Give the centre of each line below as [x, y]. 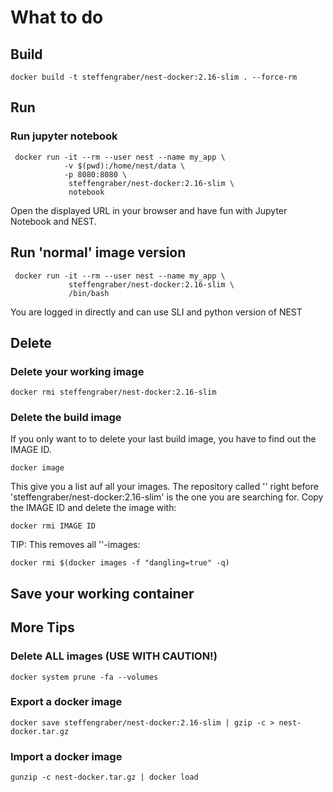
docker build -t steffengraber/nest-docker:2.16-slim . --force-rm [154, 77]
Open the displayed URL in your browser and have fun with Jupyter [149, 210]
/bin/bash [89, 293]
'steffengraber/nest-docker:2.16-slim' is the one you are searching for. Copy [167, 497]
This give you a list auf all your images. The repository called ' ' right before [164, 487]
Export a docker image [66, 702]
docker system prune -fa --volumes [84, 677]
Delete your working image [77, 371]
